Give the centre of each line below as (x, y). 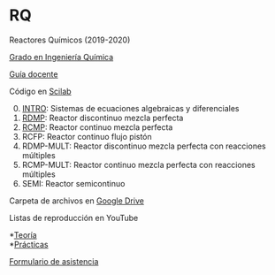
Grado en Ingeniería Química (61, 57)
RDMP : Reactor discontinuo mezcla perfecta (103, 118)
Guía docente (34, 74)
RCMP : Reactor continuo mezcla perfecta (97, 127)
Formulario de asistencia (54, 261)
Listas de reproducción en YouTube (74, 218)
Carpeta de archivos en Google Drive (76, 201)
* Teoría (23, 234)
